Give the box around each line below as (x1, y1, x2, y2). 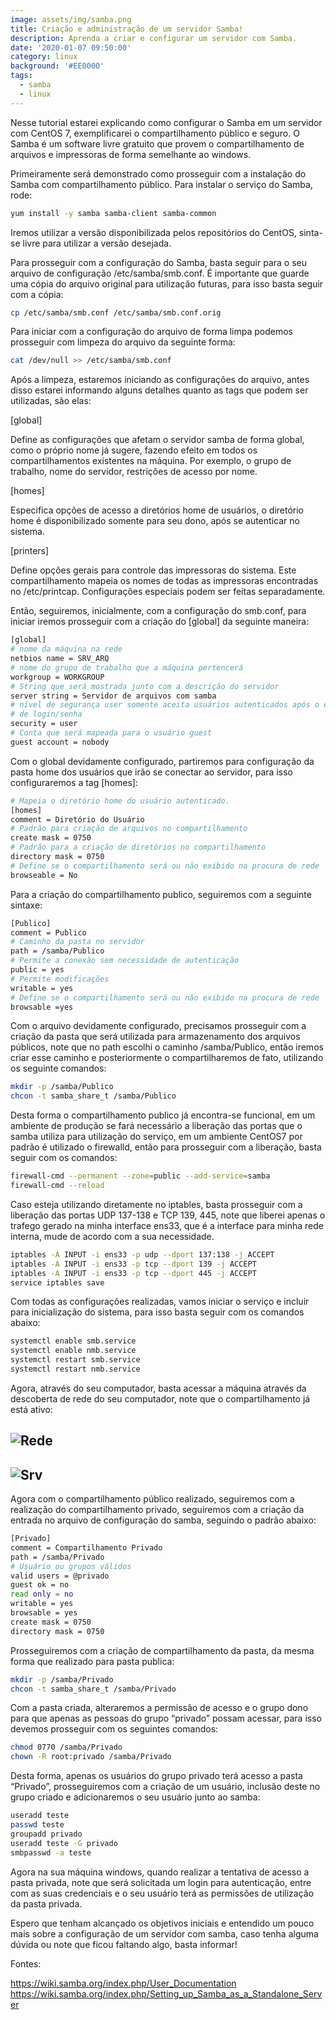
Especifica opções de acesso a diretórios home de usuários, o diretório (10, 504, 304, 516)
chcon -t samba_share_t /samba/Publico (10, 1091, 177, 1101)
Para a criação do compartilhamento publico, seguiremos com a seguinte (10, 888, 312, 900)
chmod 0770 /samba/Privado (10, 1742, 123, 1753)
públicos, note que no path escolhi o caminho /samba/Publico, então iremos (10, 1041, 324, 1053)
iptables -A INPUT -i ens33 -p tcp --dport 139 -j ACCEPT (10, 1259, 257, 1269)
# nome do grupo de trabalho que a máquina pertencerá (10, 662, 244, 673)
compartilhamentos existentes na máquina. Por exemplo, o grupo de (10, 455, 292, 467)
